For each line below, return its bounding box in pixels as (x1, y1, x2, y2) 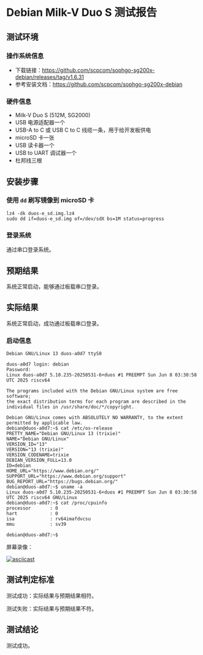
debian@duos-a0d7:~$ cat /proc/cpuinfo (6, 500, 108, 506)
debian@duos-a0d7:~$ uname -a (6, 484, 83, 490)
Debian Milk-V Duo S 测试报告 (6, 5, 157, 19)
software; (6, 394, 32, 400)
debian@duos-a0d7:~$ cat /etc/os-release (6, 425, 113, 431)
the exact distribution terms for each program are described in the (6, 398, 187, 405)
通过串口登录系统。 (6, 246, 55, 253)
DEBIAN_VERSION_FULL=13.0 (6, 458, 72, 464)
